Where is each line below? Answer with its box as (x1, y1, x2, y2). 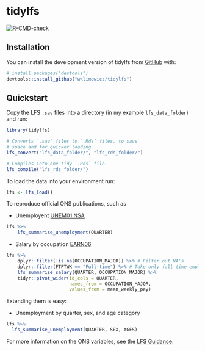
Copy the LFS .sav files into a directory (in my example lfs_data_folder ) (6, 109, 189, 117)
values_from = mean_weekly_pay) (69, 286, 151, 292)
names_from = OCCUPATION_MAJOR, (69, 281, 151, 287)
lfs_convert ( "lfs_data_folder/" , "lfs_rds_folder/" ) (6, 150, 143, 156)
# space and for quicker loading (6, 144, 92, 150)
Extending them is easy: (6, 297, 67, 305)
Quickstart (6, 93, 48, 103)
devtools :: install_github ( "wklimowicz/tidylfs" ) (6, 76, 132, 82)
